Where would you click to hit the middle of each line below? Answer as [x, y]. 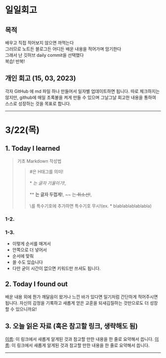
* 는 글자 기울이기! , [48, 183]
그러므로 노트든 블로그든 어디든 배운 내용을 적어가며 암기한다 [63, 49]
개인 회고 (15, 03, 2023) [41, 78]
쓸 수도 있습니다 [27, 262]
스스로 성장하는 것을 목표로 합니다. [38, 103]
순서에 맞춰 [23, 256]
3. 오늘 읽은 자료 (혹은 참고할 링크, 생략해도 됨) [72, 326]
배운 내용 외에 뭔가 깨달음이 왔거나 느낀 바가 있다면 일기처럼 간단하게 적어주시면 [82, 297]
